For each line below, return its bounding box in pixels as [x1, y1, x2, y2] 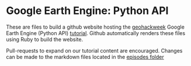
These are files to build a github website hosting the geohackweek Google [6, 23, 185, 30]
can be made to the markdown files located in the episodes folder [6, 53, 165, 60]
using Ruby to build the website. [6, 36, 84, 43]
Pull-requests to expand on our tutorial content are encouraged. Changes [6, 47, 183, 54]
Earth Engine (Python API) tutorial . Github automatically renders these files [6, 29, 186, 36]
